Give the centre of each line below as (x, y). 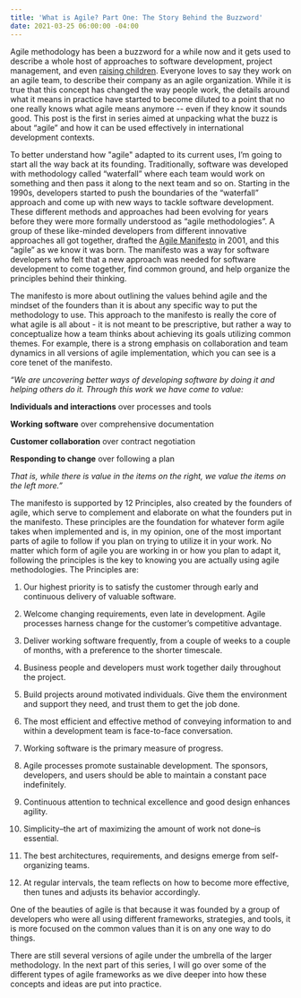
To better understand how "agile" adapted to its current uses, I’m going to (146, 154)
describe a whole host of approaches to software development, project (141, 61)
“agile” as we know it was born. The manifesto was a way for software (140, 249)
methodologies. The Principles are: (75, 569)
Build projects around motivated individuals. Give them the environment (155, 694)
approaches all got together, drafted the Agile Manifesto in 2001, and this (145, 240)
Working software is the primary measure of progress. (123, 748)
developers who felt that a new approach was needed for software (133, 259)
